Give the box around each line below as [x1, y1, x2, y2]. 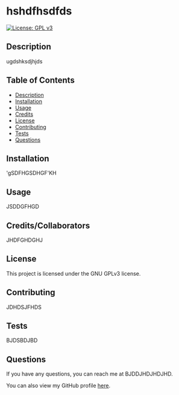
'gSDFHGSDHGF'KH [6, 169, 57, 177]
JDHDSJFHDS [6, 303, 42, 311]
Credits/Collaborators [6, 220, 90, 230]
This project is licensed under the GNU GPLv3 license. [6, 270, 141, 277]
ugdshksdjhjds [6, 57, 43, 65]
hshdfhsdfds [6, 4, 72, 18]
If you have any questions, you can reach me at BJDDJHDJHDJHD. [6, 370, 173, 378]
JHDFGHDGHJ [6, 236, 43, 244]
